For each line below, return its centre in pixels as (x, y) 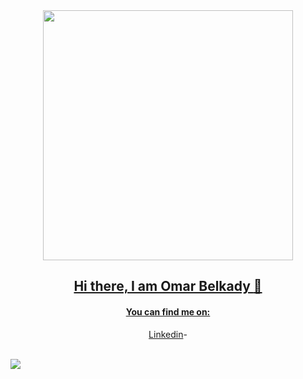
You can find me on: (168, 311)
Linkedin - (168, 334)
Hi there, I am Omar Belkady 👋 (168, 286)
